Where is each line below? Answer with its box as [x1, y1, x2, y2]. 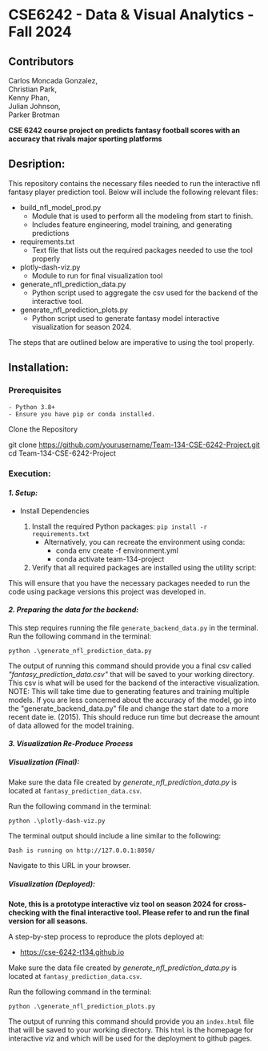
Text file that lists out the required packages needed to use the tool [31, 245, 254, 254]
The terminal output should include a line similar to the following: [8, 831, 222, 841]
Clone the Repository [8, 424, 78, 434]
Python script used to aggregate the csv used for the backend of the [31, 287, 258, 298]
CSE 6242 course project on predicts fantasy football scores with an [8, 126, 241, 135]
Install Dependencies [19, 505, 90, 515]
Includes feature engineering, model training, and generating [31, 219, 233, 229]
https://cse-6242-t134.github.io [19, 948, 125, 957]
